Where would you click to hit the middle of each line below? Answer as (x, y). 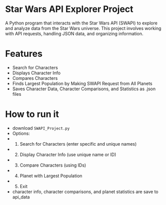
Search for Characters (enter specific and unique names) (78, 144)
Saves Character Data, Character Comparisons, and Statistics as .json (84, 89)
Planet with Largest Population (51, 176)
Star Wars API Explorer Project (69, 9)
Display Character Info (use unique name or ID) (68, 154)
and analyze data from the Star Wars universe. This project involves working (83, 28)
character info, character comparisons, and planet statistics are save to (85, 192)
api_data (21, 197)
